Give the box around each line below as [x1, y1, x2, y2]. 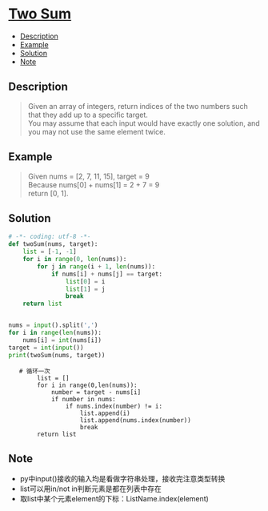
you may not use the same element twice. [27, 127, 166, 136]
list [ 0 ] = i [65, 277, 106, 285]
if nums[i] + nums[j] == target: [50, 270, 162, 278]
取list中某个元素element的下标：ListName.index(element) [19, 494, 210, 504]
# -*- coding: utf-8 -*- [8, 233, 91, 241]
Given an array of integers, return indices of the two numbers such [27, 101, 248, 111]
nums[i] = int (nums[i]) [22, 336, 102, 344]
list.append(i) [79, 409, 130, 417]
